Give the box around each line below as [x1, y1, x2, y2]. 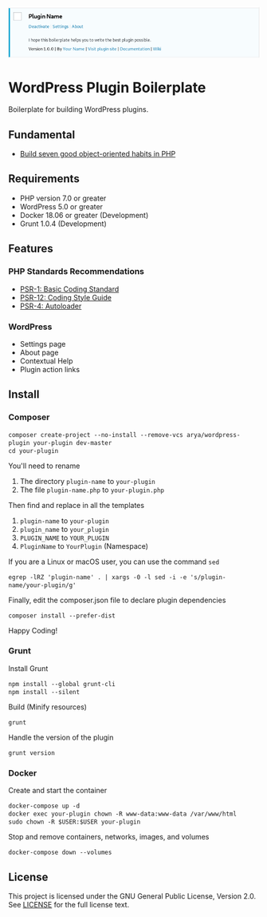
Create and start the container [8, 786, 108, 796]
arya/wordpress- [186, 431, 241, 439]
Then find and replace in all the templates [8, 500, 145, 510]
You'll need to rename [8, 461, 80, 470]
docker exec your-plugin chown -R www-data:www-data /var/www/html [8, 810, 238, 818]
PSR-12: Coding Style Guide [19, 292, 112, 302]
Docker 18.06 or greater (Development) [19, 210, 149, 220]
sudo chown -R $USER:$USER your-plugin [8, 818, 141, 826]
